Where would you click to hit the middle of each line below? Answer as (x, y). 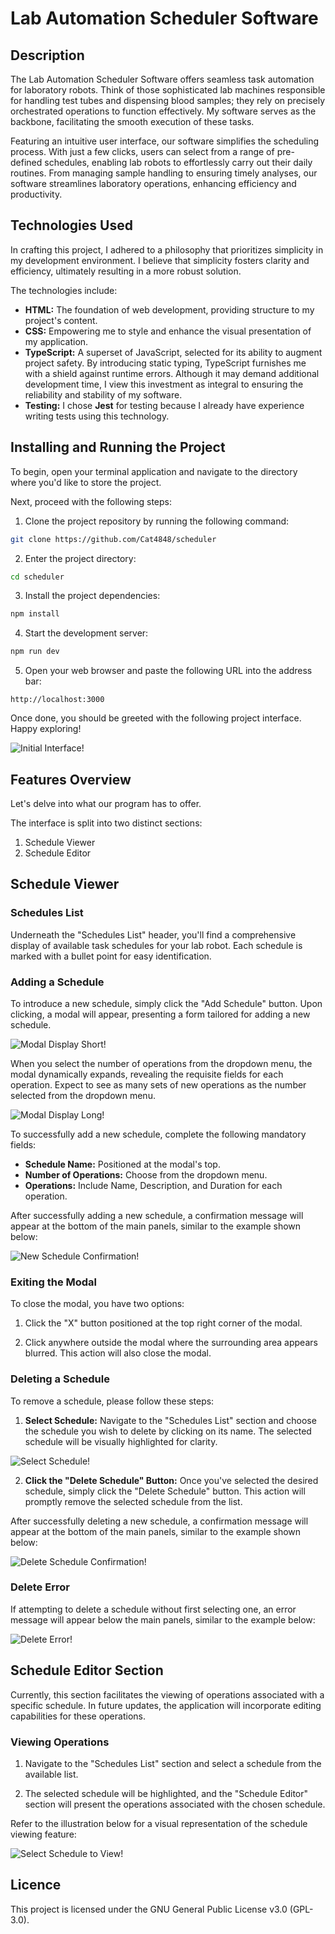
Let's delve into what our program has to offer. (106, 803)
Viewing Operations (60, 1742)
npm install (35, 614)
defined (26, 162)
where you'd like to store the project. (86, 482)
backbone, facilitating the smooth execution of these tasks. (132, 121)
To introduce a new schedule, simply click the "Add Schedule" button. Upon (166, 1003)
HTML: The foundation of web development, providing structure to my (169, 309)
